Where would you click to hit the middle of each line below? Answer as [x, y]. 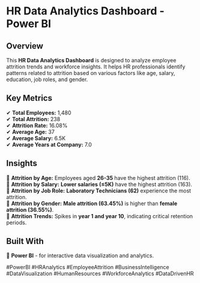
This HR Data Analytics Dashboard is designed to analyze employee [91, 60]
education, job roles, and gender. [47, 79]
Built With [25, 241]
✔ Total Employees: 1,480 [39, 113]
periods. [17, 222]
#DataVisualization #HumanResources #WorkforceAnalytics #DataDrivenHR [100, 273]
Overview [25, 46]
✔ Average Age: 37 [31, 132]
